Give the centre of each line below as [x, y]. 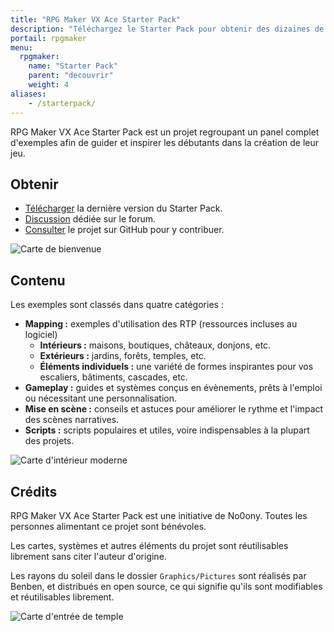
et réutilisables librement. [62, 597]
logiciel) [41, 335]
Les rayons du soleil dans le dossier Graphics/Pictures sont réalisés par [158, 575]
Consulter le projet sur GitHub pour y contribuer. [124, 230]
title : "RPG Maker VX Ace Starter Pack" [96, 19]
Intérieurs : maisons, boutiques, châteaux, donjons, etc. [155, 345]
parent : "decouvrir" [71, 76]
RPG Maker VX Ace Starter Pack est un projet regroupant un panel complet [165, 132]
